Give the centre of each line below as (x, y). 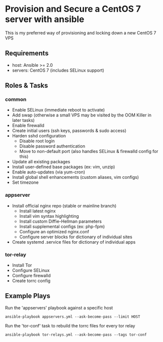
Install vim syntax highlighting (49, 216)
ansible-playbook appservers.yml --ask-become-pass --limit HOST (72, 317)
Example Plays (28, 296)
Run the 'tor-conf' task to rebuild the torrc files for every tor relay (70, 325)
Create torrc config (31, 281)
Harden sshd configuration (39, 136)
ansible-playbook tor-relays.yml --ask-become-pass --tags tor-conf (76, 335)
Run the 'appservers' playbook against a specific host (59, 307)
